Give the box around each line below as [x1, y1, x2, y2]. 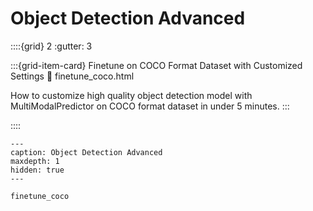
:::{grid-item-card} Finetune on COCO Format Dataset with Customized [10, 59, 303, 71]
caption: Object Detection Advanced [10, 147, 163, 157]
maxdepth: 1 [10, 156, 60, 166]
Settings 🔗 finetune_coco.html [10, 70, 135, 82]
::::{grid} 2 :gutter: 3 [10, 40, 93, 52]
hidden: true [10, 165, 65, 175]
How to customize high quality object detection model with [10, 89, 253, 101]
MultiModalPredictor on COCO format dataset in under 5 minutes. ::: [10, 100, 290, 112]
